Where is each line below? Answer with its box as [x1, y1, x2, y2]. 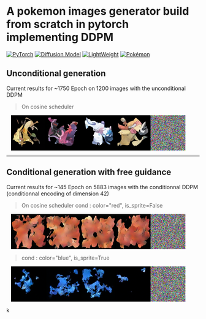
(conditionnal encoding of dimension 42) [6, 190, 109, 197]
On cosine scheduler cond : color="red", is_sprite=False [21, 201, 163, 209]
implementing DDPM [6, 31, 113, 44]
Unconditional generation [6, 69, 106, 79]
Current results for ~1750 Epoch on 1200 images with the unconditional [6, 84, 186, 92]
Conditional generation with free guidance [6, 167, 172, 178]
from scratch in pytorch [6, 17, 129, 31]
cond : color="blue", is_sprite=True [21, 254, 110, 261]
